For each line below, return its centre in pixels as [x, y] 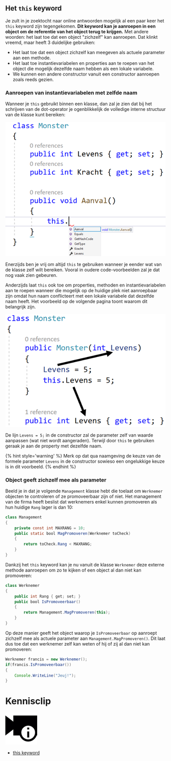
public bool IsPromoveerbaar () [48, 602]
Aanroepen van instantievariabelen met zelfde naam [71, 92]
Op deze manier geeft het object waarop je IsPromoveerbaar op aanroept [81, 633]
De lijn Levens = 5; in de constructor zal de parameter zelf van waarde [79, 435]
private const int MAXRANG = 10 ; [50, 528]
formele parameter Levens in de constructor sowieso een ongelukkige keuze [85, 461]
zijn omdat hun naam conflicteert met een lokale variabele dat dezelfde [80, 296]
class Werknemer [22, 585]
